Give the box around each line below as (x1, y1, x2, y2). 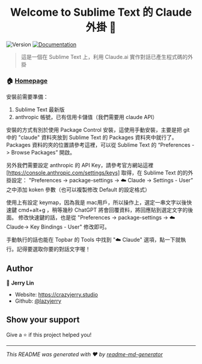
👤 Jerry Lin (6, 279, 34, 286)
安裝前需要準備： (6, 93, 49, 100)
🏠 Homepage (6, 76, 48, 85)
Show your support (6, 315, 80, 325)
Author (6, 263, 33, 274)
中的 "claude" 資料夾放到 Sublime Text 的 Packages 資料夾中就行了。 (6, 134, 177, 141)
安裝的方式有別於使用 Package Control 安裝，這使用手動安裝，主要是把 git (6, 126, 190, 134)
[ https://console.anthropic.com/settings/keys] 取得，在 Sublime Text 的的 (6, 169, 188, 176)
